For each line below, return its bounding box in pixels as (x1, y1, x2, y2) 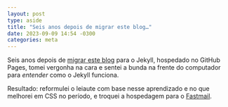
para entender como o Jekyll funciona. (7, 71, 119, 80)
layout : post (7, 10, 46, 18)
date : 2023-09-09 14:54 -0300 (7, 30, 96, 37)
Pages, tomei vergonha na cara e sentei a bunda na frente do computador (7, 63, 221, 72)
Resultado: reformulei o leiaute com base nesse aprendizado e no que (7, 84, 210, 93)
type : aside (7, 17, 42, 24)
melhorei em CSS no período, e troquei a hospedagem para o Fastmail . (7, 92, 213, 101)
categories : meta (7, 37, 58, 44)
